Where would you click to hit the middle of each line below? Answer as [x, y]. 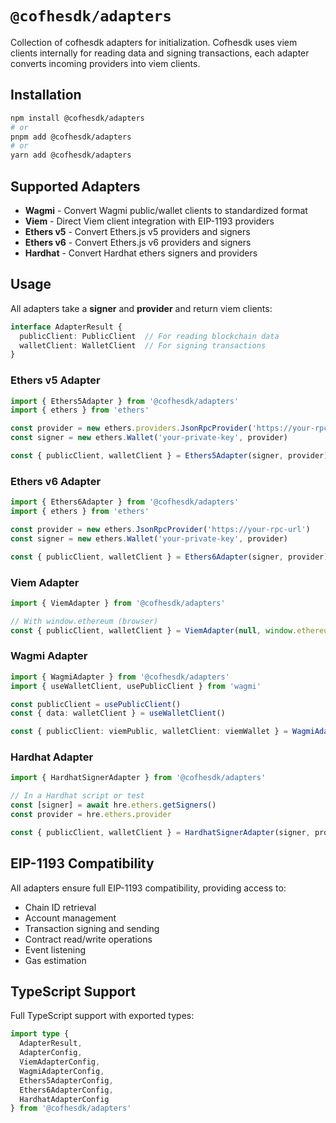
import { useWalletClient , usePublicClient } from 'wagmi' [136, 686]
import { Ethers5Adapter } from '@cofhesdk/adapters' [125, 401]
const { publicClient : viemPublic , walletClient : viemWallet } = [149, 732]
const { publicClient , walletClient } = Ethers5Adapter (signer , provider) [169, 456]
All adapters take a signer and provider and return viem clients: [141, 308]
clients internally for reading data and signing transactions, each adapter [160, 53]
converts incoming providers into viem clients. [105, 63]
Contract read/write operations [88, 939]
